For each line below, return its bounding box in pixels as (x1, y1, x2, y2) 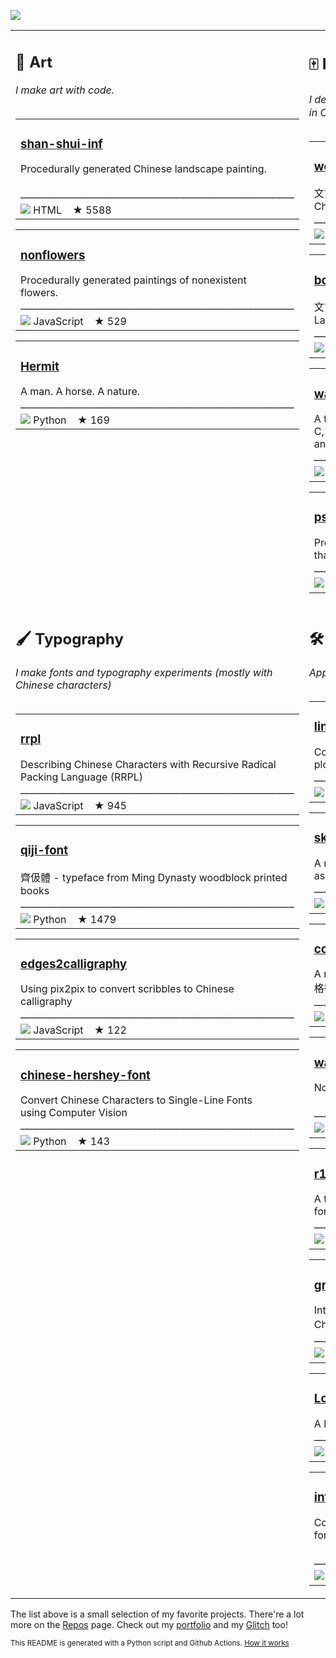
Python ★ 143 (33, 1135, 110, 1149)
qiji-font (20, 842, 69, 858)
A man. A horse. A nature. (20, 385, 141, 399)
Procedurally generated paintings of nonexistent (20, 273, 247, 287)
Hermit (20, 358, 60, 374)
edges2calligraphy (20, 956, 128, 972)
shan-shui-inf (20, 136, 103, 152)
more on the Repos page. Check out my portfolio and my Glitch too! (10, 1619, 288, 1631)
